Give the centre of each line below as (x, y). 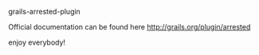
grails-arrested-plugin (45, 12)
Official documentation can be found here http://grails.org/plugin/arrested (129, 27)
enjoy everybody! (37, 42)
